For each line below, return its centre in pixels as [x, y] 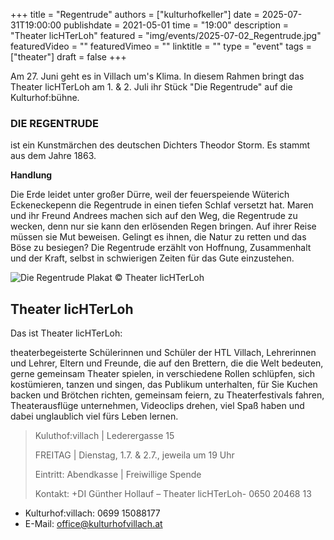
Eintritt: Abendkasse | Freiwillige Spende [118, 475]
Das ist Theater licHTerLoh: [66, 333]
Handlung [31, 175]
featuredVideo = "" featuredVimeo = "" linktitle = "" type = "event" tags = [161, 46]
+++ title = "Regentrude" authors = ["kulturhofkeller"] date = [135, 14]
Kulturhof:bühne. [45, 97]
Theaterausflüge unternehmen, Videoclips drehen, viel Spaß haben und [157, 406]
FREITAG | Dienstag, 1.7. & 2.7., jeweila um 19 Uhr [134, 455]
